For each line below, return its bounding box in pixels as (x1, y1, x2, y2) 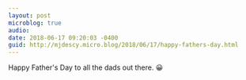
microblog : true (8, 19, 62, 27)
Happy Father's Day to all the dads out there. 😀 (8, 63, 164, 72)
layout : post (8, 11, 51, 20)
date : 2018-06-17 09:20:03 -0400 (8, 33, 119, 42)
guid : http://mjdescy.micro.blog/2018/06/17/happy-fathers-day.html (8, 41, 239, 49)
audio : (8, 26, 30, 34)
